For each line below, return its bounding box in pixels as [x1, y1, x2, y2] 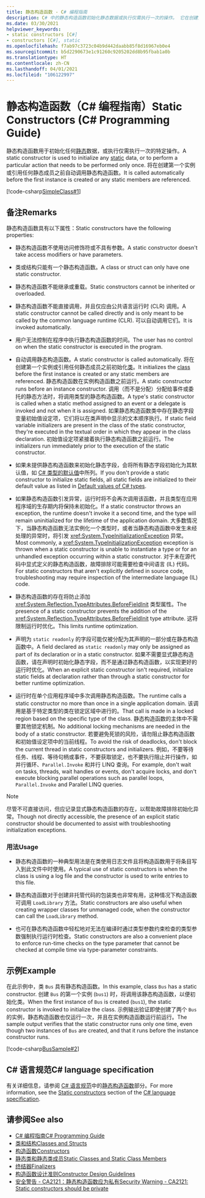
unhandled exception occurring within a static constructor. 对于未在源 [15, 553, 190, 560]
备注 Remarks [6, 207, 57, 217]
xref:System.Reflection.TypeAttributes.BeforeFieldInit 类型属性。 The [15, 601, 187, 608]
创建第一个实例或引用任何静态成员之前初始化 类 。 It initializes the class [15, 364, 190, 370]
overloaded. [15, 290, 46, 297]
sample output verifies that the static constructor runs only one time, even [6, 1020, 193, 1028]
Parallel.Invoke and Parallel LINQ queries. [15, 781, 124, 788]
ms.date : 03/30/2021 [6, 20, 59, 26]
